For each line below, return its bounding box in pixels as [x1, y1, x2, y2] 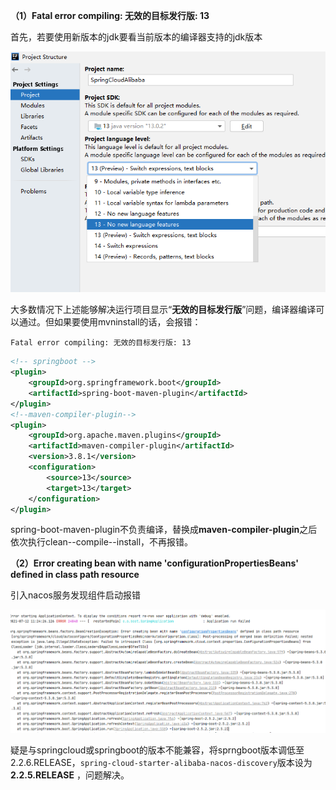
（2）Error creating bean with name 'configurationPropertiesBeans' [10, 557, 299, 569]
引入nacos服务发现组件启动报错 [10, 589, 141, 601]
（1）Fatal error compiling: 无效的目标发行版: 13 [10, 10, 210, 21]
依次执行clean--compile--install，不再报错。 [10, 536, 194, 548]
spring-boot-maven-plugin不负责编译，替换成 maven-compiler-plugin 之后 [10, 524, 318, 536]
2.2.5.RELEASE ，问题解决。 [10, 769, 130, 781]
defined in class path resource [10, 569, 140, 581]
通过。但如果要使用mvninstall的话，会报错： [18, 316, 202, 328]
